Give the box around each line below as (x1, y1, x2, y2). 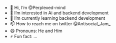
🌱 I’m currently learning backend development (9, 15, 105, 21)
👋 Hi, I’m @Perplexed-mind (9, 5, 66, 10)
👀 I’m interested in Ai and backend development (9, 10, 109, 16)
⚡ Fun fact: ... (9, 34, 37, 39)
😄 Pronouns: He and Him (9, 28, 62, 34)
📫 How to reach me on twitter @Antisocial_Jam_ (9, 21, 111, 27)
